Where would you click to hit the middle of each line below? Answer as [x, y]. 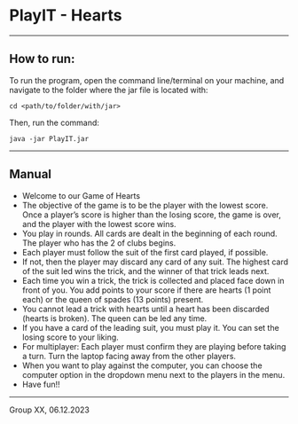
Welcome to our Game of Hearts [81, 195]
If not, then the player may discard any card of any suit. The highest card [155, 262]
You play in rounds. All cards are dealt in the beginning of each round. [149, 233]
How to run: [42, 59]
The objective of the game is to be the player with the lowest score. [145, 205]
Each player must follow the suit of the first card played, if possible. [145, 252]
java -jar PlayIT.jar [49, 138]
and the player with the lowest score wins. [99, 224]
